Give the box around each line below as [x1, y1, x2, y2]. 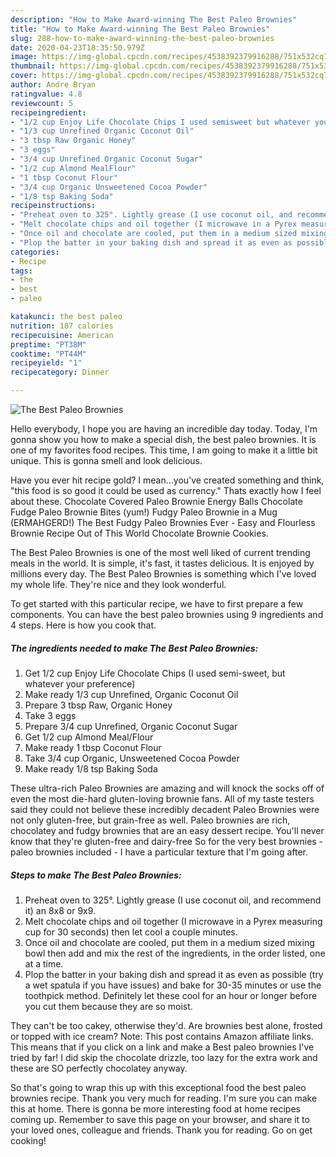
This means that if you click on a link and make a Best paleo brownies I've [10, 1041, 315, 1053]
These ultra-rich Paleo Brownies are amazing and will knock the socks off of [10, 782, 325, 794]
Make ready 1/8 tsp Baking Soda [24, 762, 158, 775]
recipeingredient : [10, 107, 87, 118]
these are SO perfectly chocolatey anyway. [10, 1062, 188, 1074]
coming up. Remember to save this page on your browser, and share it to [10, 1113, 310, 1125]
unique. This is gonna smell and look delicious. [10, 455, 203, 466]
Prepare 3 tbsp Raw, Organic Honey [24, 699, 173, 711]
